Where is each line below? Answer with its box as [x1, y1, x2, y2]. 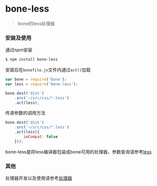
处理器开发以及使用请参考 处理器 [5, 175, 72, 181]
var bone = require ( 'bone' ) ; [5, 77, 67, 82]
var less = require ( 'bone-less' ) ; [5, 82, 79, 87]
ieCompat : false [23, 134, 58, 139]
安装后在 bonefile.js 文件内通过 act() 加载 [5, 67, 91, 73]
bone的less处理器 [17, 20, 55, 26]
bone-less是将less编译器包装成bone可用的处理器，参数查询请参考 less [5, 148, 152, 155]
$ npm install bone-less [5, 57, 58, 62]
